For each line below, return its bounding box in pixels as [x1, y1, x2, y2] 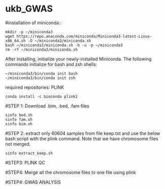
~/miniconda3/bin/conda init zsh [5, 75, 76, 81]
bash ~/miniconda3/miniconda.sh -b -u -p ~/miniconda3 [5, 42, 123, 48]
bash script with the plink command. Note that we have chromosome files [5, 136, 158, 142]
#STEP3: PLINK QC [5, 159, 45, 165]
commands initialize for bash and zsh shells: [5, 61, 97, 67]
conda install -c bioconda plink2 [5, 94, 78, 99]
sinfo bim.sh [5, 121, 33, 127]
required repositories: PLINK [5, 84, 64, 90]
